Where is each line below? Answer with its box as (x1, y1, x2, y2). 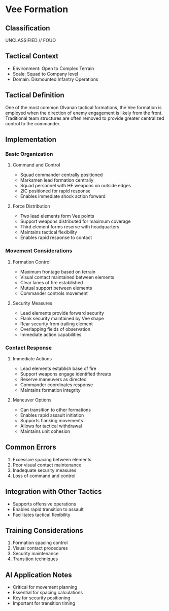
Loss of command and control (12, 472, 76, 479)
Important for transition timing (12, 600, 75, 606)
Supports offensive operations (12, 501, 76, 507)
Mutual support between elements (20, 285, 92, 291)
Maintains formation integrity (20, 387, 81, 393)
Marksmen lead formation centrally (20, 177, 94, 183)
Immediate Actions (12, 355, 52, 361)
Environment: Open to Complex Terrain (12, 65, 94, 72)
